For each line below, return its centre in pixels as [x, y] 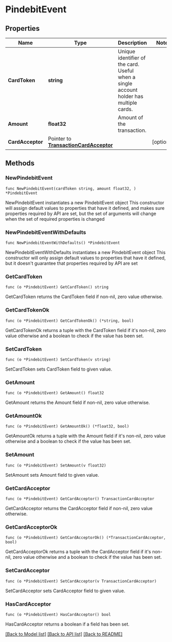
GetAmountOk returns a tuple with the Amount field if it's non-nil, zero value [85, 436]
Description [132, 43]
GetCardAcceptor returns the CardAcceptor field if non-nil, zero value [79, 509]
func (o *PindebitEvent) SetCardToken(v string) [58, 359]
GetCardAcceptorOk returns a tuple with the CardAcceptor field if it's [78, 552]
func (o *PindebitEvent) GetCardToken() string [57, 287]
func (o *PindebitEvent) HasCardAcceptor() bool [58, 614]
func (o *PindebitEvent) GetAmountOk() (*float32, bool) [67, 426]
